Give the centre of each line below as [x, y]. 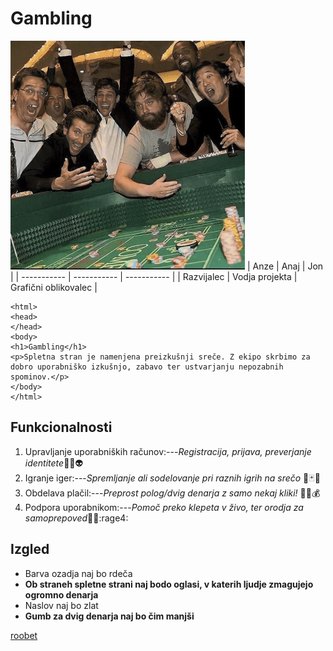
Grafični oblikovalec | [54, 287]
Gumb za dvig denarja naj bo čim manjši [109, 616]
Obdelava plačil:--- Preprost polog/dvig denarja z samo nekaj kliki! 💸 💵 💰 [172, 493]
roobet [24, 635]
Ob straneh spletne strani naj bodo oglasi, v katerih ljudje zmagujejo [169, 584]
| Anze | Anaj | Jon [285, 266]
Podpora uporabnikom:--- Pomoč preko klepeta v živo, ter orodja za [164, 507]
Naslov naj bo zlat [61, 605]
